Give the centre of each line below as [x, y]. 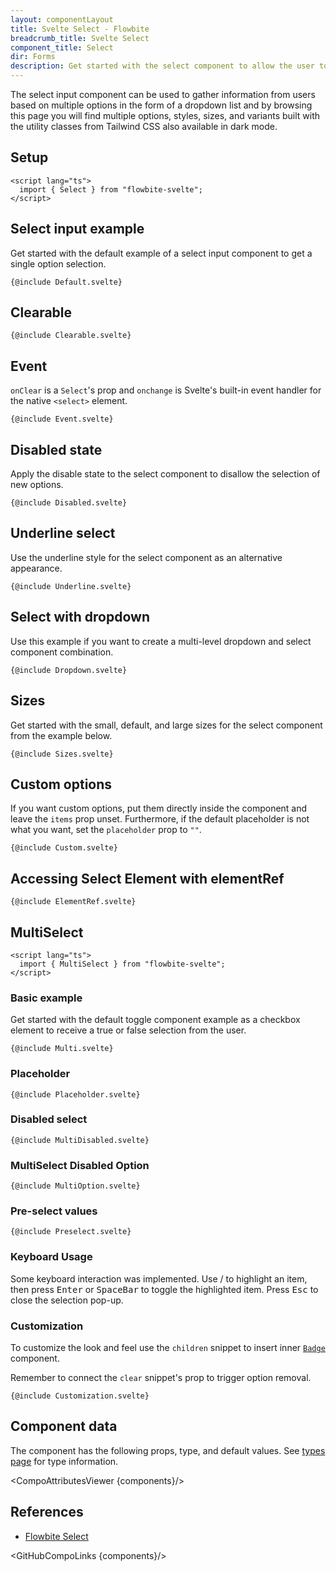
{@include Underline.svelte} [71, 586]
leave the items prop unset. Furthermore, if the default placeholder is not [160, 819]
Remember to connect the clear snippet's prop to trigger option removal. [161, 1378]
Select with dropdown [80, 617]
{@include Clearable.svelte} [71, 336]
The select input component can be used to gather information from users [163, 94]
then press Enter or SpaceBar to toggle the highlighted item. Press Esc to [164, 1289]
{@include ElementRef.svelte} [73, 902]
